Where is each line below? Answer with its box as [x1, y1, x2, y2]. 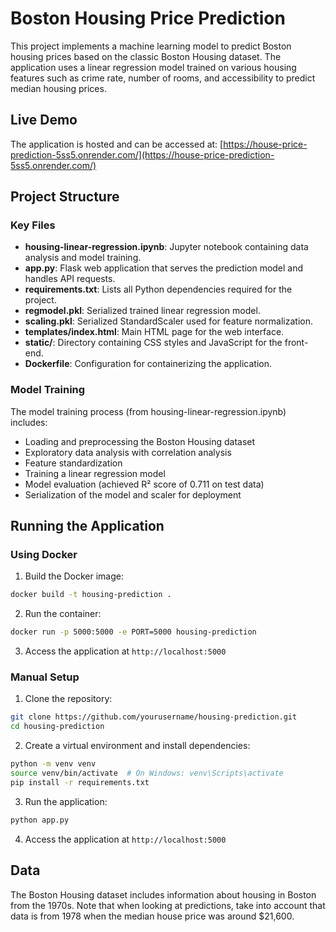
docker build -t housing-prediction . [10, 590, 172, 600]
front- [284, 337, 309, 349]
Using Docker [10, 548, 78, 562]
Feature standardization [24, 457, 123, 469]
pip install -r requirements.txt [10, 777, 150, 787]
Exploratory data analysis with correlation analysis [24, 446, 232, 458]
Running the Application [10, 518, 165, 535]
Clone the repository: [24, 693, 113, 705]
